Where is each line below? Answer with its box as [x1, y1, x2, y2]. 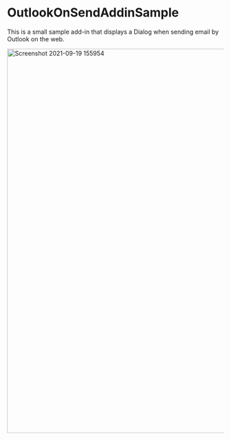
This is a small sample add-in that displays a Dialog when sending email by [7, 28, 219, 36]
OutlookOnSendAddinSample [7, 5, 179, 21]
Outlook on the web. [7, 34, 65, 43]
